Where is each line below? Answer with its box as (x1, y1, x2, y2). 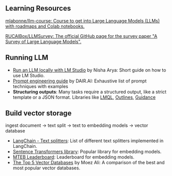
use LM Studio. (12, 72, 45, 78)
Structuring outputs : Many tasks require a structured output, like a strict (12, 89, 167, 95)
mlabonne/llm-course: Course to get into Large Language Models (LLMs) (5, 17, 160, 24)
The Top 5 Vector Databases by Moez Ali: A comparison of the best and (12, 160, 165, 166)
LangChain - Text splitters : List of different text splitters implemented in (12, 138, 164, 144)
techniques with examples (12, 83, 68, 89)
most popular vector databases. (12, 165, 81, 171)
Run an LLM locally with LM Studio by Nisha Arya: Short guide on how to (12, 67, 166, 73)
